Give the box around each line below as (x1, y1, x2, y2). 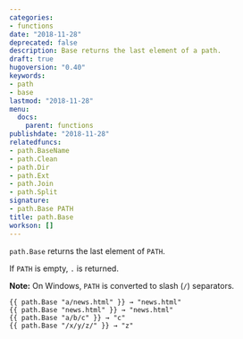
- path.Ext (9, 171, 50, 180)
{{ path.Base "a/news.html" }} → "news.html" (9, 297, 181, 307)
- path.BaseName (9, 146, 70, 155)
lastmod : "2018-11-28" (9, 96, 94, 106)
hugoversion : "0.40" (9, 64, 87, 72)
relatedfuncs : (9, 138, 63, 147)
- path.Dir (9, 163, 50, 172)
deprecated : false (9, 38, 78, 47)
